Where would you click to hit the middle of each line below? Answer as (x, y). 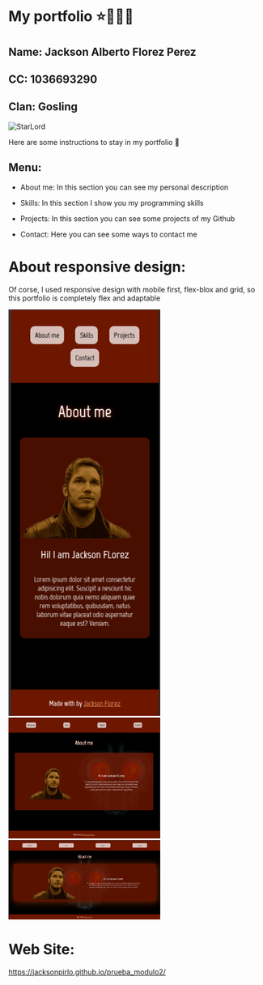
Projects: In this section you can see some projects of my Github (127, 218)
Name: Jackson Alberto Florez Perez (102, 51)
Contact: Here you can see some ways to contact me (108, 234)
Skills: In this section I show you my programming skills (112, 203)
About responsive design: (97, 267)
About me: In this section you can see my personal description (124, 187)
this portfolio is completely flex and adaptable (85, 298)
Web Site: (42, 950)
